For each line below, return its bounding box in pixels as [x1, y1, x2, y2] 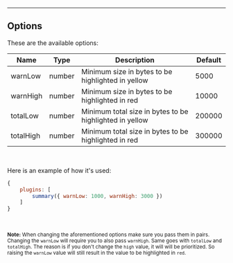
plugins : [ [19, 186, 51, 193]
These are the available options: [7, 39, 98, 47]
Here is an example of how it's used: [7, 166, 112, 174]
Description [115, 55, 155, 64]
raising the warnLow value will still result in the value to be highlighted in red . [7, 250, 187, 257]
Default [196, 55, 222, 64]
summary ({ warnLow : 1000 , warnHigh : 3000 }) [32, 192, 163, 199]
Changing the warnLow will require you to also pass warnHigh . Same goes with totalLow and [7, 237, 222, 244]
